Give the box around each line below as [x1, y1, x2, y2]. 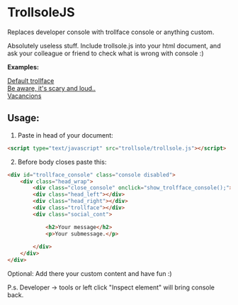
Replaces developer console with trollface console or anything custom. [7, 28, 215, 36]
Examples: [7, 62, 39, 71]
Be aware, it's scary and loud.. [7, 84, 96, 92]
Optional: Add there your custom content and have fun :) [7, 270, 172, 277]
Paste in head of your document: [17, 131, 113, 139]
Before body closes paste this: [17, 157, 107, 166]
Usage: [7, 112, 40, 124]
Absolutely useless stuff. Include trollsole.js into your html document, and [7, 41, 221, 50]
